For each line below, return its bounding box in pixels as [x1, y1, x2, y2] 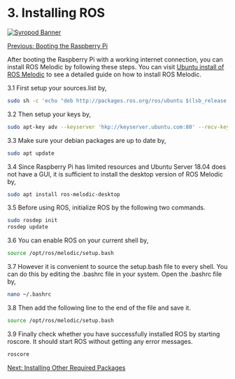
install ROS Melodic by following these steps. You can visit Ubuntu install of [7, 62, 225, 71]
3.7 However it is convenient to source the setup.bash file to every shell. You [7, 263, 228, 271]
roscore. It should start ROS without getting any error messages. [7, 337, 193, 345]
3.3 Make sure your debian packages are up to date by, [7, 136, 166, 144]
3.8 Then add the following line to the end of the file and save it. [7, 303, 191, 312]
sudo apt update [7, 149, 55, 157]
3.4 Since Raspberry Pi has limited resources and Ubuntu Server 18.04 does [7, 163, 227, 171]
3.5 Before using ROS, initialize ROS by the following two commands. [7, 203, 206, 212]
